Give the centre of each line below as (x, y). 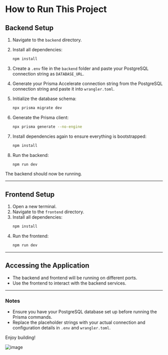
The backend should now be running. (44, 174)
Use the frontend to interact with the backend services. (69, 283)
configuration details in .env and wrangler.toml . (61, 328)
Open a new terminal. (34, 207)
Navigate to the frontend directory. (48, 212)
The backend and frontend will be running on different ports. (75, 278)
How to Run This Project (56, 9)
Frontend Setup (30, 194)
